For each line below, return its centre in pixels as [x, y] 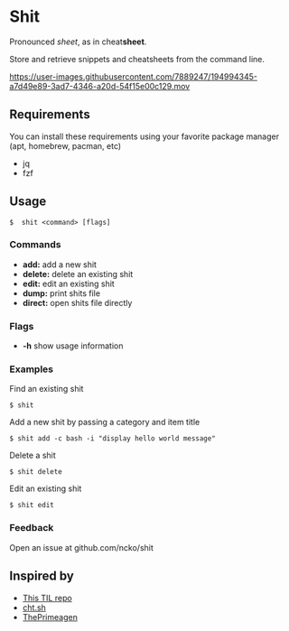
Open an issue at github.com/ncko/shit [81, 547]
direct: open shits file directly [77, 302]
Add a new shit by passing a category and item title [105, 422]
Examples [32, 369]
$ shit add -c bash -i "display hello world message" [113, 439]
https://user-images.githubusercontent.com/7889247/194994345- [133, 76]
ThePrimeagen [50, 617]
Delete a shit [33, 455]
